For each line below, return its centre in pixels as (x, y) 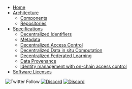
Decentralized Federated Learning (56, 56)
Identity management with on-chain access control (73, 66)
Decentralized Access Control (51, 45)
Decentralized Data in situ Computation (61, 50)
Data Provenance (38, 61)
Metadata (30, 39)
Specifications (28, 29)
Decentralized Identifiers (46, 34)
